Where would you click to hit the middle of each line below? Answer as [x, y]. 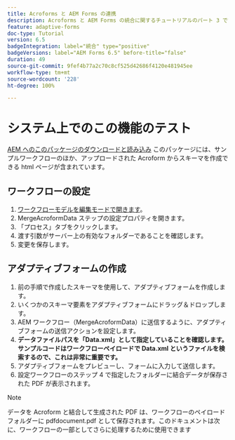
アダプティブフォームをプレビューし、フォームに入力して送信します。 [118, 366]
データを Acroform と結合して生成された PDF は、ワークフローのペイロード [116, 412]
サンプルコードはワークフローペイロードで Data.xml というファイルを [118, 348]
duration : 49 [26, 60]
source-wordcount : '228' [43, 79]
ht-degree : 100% [31, 86]
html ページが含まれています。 [65, 167]
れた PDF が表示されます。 [56, 383]
